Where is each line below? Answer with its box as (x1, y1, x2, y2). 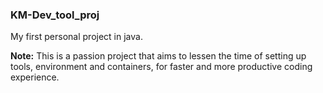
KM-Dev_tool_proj (10, 8, 100, 22)
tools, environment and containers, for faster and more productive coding (10, 61, 313, 73)
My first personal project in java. (10, 31, 143, 43)
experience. (10, 71, 60, 83)
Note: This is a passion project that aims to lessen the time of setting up (10, 50, 307, 62)
